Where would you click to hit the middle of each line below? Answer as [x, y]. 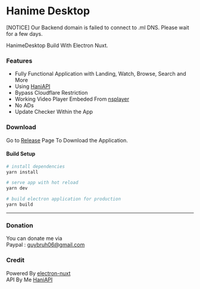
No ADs [24, 105]
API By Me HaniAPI [29, 279]
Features [19, 61]
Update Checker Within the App [54, 112]
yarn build [20, 205]
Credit [15, 260]
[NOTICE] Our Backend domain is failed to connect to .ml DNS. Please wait [98, 27]
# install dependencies [36, 166]
